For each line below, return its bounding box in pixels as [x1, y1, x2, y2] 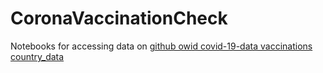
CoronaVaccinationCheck [10, 7, 228, 30]
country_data [10, 50, 65, 62]
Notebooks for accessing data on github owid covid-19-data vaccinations [10, 40, 313, 52]
